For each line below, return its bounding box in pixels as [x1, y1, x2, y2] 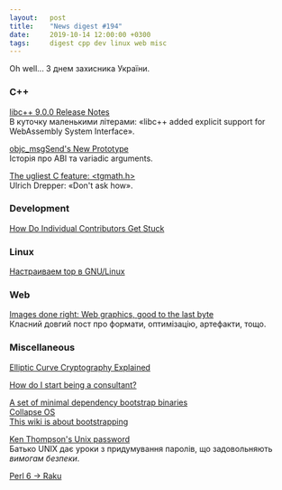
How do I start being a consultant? [9, 379, 137, 390]
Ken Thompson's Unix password [9, 433, 131, 444]
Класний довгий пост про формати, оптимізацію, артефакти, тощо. [9, 318, 267, 330]
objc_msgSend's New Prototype [9, 143, 129, 154]
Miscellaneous [9, 341, 75, 353]
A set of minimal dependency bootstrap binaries [9, 397, 188, 408]
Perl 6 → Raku [9, 470, 62, 481]
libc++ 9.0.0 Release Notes [9, 106, 110, 118]
